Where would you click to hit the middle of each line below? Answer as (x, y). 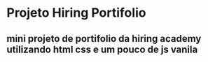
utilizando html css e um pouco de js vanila (102, 49)
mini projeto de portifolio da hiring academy (104, 39)
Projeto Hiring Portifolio (76, 13)
